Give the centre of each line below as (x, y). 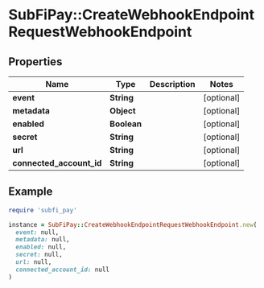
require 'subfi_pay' (43, 210)
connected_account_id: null (63, 269)
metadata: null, (43, 240)
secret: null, (39, 255)
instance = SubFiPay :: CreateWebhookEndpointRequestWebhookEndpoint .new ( (133, 224)
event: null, (37, 232)
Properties (35, 62)
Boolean (126, 124)
